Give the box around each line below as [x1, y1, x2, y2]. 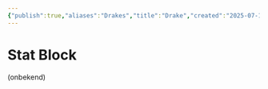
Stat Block [7, 45, 77, 64]
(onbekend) [7, 72, 46, 82]
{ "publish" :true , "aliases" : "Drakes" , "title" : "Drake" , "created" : [7, 11, 226, 20]
